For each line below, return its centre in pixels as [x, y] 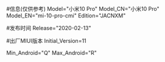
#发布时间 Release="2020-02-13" [49, 28]
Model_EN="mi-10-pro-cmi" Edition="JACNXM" [66, 16]
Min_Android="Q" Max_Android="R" [52, 53]
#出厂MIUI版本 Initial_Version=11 [46, 41]
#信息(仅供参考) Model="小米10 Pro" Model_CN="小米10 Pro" [83, 9]
